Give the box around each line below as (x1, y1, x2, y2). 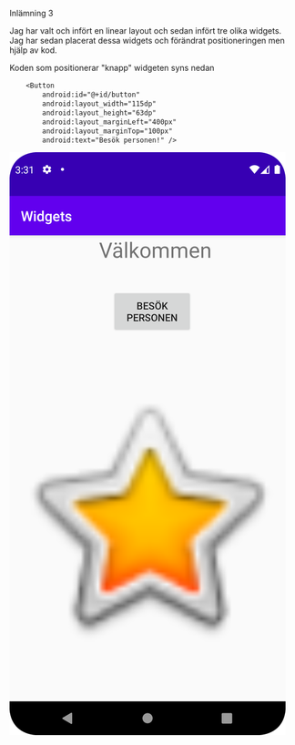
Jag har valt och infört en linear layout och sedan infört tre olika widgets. (9, 26, 282, 36)
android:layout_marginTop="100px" (42, 127, 173, 136)
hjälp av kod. (9, 45, 57, 56)
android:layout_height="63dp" (42, 108, 157, 117)
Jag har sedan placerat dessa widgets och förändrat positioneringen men (9, 36, 285, 46)
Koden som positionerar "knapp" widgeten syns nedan (9, 63, 215, 73)
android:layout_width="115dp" (42, 99, 157, 108)
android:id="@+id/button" (42, 90, 141, 99)
